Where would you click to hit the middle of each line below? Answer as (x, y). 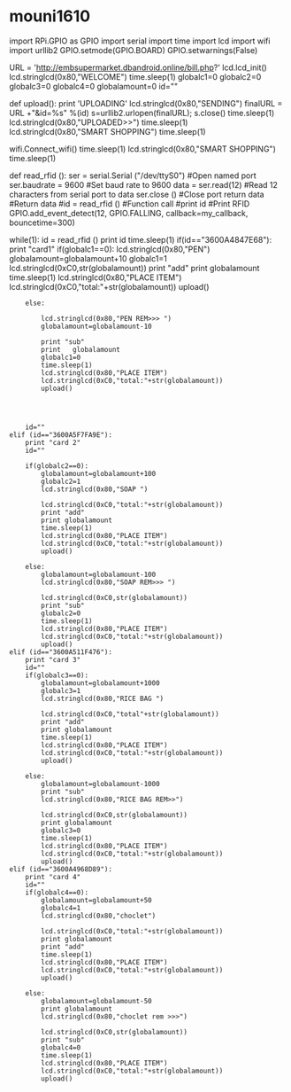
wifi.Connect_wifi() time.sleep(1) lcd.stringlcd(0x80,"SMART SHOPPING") (142, 149)
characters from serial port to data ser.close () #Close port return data (137, 194)
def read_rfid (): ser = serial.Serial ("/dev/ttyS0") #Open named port (133, 175)
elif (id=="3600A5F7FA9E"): (61, 435)
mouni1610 (50, 16)
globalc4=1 (61, 908)
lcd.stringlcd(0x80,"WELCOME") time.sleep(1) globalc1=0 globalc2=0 (135, 76)
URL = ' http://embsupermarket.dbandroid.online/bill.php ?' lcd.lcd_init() (138, 67)
